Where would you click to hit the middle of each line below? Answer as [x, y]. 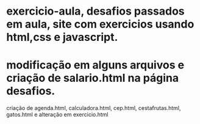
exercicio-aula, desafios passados [95, 11]
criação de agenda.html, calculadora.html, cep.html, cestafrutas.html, [94, 108]
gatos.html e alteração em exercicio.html [57, 115]
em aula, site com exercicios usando [100, 24]
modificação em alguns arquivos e [95, 65]
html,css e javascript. [62, 37]
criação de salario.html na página [92, 78]
